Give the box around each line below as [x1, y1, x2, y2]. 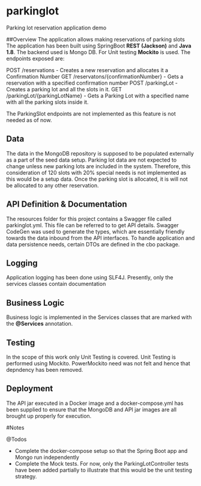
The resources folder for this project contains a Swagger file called [6, 215, 172, 222]
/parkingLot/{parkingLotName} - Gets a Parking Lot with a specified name [6, 92, 189, 99]
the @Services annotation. [6, 320, 73, 327]
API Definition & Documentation [6, 199, 127, 210]
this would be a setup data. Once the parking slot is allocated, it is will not [6, 175, 188, 183]
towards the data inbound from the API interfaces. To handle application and [6, 234, 195, 241]
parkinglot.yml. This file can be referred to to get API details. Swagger [6, 221, 179, 229]
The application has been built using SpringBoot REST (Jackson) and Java [6, 42, 192, 49]
